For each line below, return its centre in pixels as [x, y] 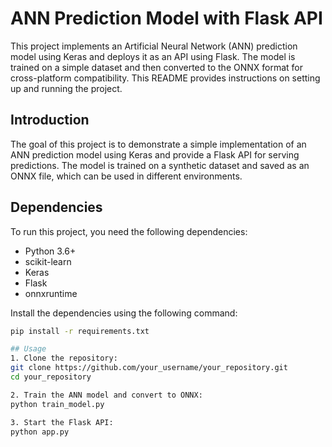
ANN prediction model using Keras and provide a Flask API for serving [155, 154]
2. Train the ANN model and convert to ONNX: [106, 395]
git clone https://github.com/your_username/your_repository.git [149, 368]
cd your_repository [51, 377]
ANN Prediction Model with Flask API [166, 18]
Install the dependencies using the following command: [124, 313]
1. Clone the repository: [64, 358]
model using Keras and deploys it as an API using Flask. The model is [153, 56]
